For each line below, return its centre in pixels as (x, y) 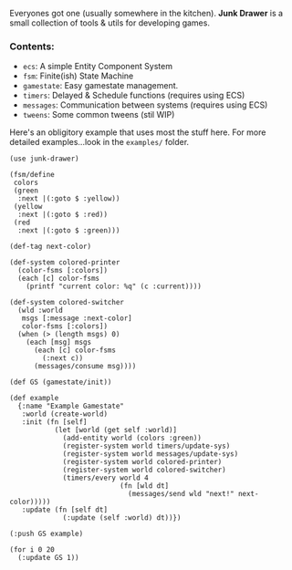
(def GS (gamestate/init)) (61, 382)
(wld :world (41, 311)
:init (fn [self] (55, 422)
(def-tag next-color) (51, 247)
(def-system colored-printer (65, 263)
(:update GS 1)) (48, 558)
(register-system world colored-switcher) (144, 470)
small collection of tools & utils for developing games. (109, 23)
